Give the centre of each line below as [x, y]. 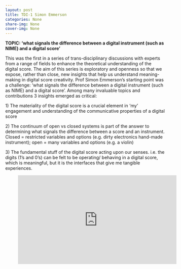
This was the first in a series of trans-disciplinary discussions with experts [83, 58]
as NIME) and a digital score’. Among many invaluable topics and [73, 91]
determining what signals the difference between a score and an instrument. [85, 131]
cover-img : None [22, 29]
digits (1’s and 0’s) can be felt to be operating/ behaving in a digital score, [82, 158]
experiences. [19, 168]
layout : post [19, 10]
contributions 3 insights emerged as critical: [51, 96]
